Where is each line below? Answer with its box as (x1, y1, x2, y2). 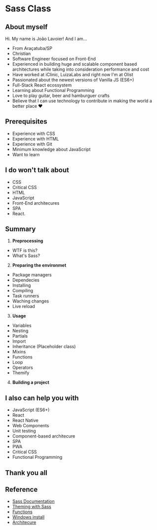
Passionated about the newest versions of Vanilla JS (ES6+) (12, 77, 134, 83)
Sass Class (5, 3, 51, 14)
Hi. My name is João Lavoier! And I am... (5, 36, 87, 42)
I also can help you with (5, 394, 79, 402)
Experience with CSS (12, 131, 55, 136)
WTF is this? (12, 248, 38, 254)
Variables (12, 322, 32, 329)
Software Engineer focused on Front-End (12, 56, 96, 62)
